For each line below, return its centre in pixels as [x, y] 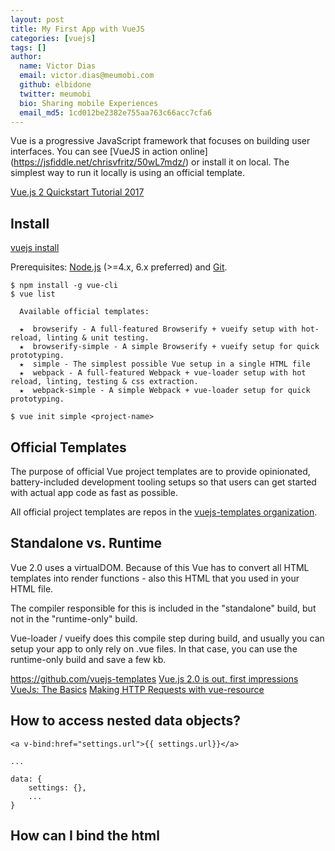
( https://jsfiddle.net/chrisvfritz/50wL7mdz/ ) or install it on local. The [150, 162]
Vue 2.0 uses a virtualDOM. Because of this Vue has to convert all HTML [160, 567]
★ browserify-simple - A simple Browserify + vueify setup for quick [169, 347]
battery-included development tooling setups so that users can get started [163, 482]
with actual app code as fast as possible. [94, 492]
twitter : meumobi [55, 94]
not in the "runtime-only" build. [74, 618]
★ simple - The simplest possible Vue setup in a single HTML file [165, 364]
